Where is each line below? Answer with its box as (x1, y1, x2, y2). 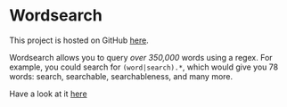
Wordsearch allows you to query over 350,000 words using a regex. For (9, 52, 274, 62)
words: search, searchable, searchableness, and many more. (9, 70, 234, 81)
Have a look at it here (9, 88, 87, 99)
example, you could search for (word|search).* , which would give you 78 (9, 62, 279, 72)
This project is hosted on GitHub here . (9, 35, 149, 45)
